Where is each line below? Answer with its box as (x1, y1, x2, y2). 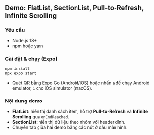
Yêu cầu (5, 27, 25, 34)
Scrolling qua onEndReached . (12, 114, 69, 120)
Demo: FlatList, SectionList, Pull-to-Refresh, (5, 4, 144, 12)
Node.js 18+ (12, 37, 37, 43)
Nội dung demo (5, 97, 43, 104)
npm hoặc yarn (12, 43, 43, 49)
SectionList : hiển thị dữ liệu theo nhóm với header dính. (12, 119, 126, 125)
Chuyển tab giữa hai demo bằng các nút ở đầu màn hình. (12, 124, 128, 130)
